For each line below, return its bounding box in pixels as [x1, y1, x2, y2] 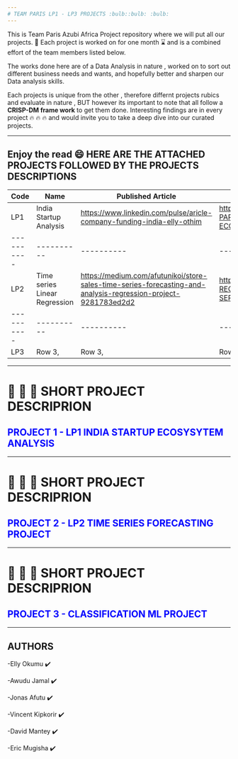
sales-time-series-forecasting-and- [80, 279, 206, 289]
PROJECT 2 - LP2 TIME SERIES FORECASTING [7, 517, 214, 529]
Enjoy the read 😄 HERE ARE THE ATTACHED [7, 148, 205, 160]
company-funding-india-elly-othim [80, 217, 202, 227]
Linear [36, 289, 58, 299]
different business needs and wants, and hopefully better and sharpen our [7, 69, 225, 78]
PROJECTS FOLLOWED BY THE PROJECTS [7, 160, 200, 172]
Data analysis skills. [7, 77, 65, 85]
